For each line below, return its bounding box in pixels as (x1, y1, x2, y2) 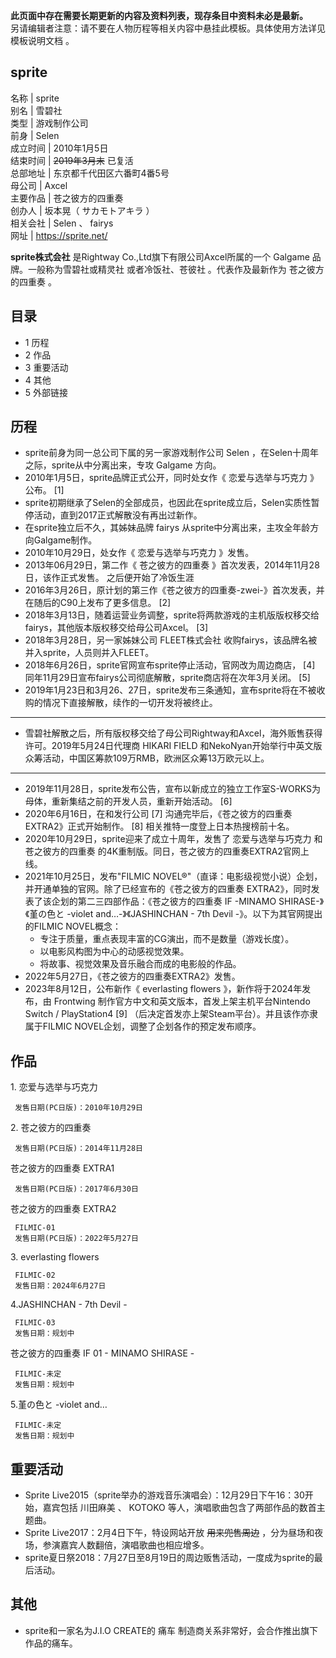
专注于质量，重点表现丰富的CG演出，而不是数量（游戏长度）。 (39, 933, 295, 945)
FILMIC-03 (14, 1318, 56, 1328)
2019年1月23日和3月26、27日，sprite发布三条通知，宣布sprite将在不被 (24, 684, 317, 696)
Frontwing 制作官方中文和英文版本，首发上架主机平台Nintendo (53, 995, 311, 1008)
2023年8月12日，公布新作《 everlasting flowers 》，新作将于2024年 (24, 983, 303, 995)
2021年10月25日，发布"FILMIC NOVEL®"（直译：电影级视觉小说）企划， (24, 870, 323, 883)
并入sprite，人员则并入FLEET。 (24, 647, 155, 659)
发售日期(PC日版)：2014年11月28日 (14, 1144, 143, 1154)
